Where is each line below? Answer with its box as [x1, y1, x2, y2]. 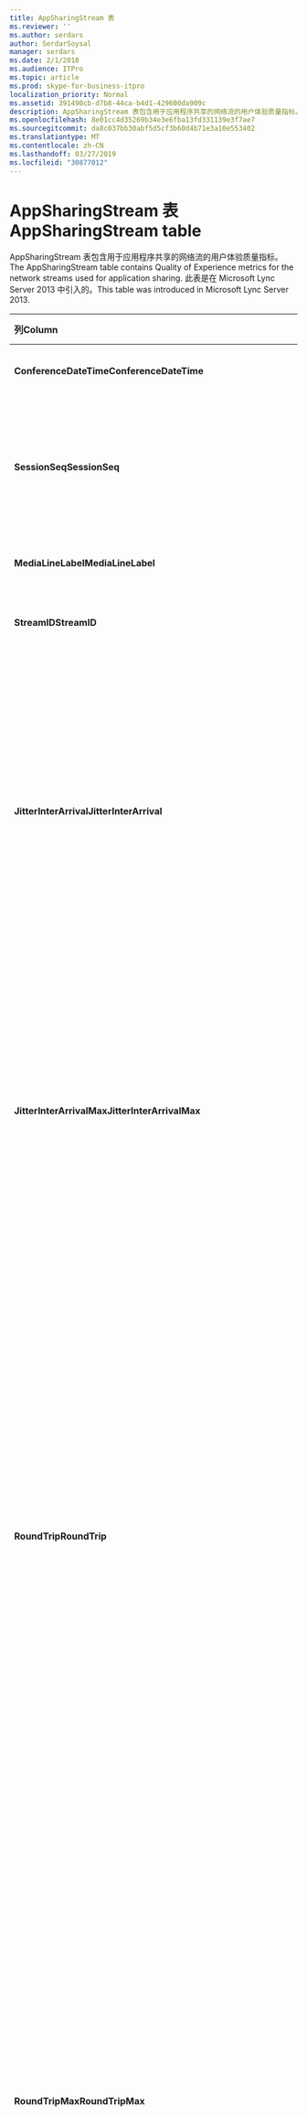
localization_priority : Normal [9, 90, 129, 99]
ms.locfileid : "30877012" [9, 157, 108, 167]
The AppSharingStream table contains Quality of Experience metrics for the [9, 262, 294, 273]
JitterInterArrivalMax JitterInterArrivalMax [14, 1104, 201, 1117]
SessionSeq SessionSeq [14, 461, 121, 474]
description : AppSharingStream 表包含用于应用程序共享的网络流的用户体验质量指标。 [9, 107, 303, 116]
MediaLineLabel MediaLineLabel [14, 557, 155, 570]
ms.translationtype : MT [9, 133, 101, 142]
